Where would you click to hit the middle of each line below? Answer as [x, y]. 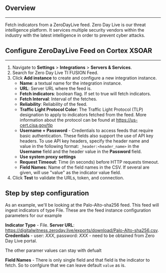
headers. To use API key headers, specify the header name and [84, 141]
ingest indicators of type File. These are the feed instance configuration [78, 210]
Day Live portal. [21, 241]
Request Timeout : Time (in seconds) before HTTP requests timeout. [89, 162]
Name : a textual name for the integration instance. [71, 83]
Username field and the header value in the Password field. [81, 151]
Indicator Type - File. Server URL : [40, 225]
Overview [21, 8]
